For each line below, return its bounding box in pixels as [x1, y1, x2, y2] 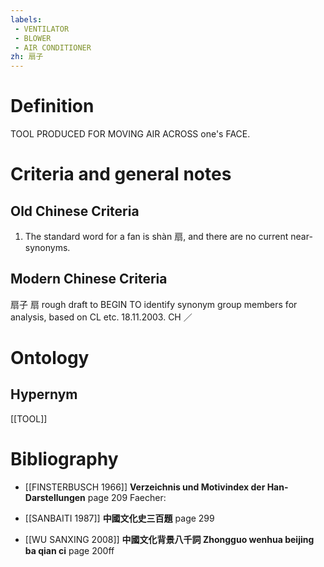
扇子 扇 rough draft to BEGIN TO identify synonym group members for [10, 298, 298, 310]
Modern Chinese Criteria [10, 271, 168, 288]
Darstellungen [24, 491, 86, 503]
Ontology [10, 347, 90, 370]
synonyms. [24, 242, 71, 254]
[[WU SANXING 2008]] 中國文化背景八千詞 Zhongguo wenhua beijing [24, 533, 315, 545]
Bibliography [10, 448, 119, 471]
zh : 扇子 [10, 52, 44, 62]
